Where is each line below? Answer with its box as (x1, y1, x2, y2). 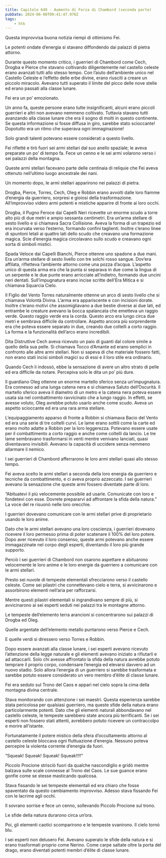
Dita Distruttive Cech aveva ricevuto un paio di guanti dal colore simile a (5, 339, 152, 344)
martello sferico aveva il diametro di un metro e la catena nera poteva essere (5, 390, 162, 396)
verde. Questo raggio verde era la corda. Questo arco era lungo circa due (5, 313, 155, 319)
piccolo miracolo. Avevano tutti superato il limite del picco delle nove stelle (5, 80, 157, 86)
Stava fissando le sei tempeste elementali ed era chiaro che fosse (5, 783, 140, 789)
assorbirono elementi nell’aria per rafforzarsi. (5, 587, 97, 593)
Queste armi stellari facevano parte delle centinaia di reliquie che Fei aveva (5, 165, 158, 171)
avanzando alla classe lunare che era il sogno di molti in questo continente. (5, 115, 159, 121)
